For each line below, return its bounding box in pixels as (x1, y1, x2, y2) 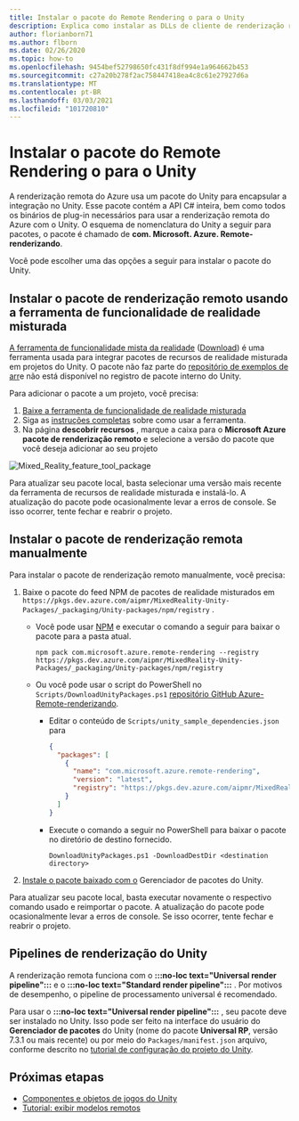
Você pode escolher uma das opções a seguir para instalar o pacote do (9, 256, 271, 266)
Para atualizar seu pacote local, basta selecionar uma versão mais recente (9, 478, 282, 488)
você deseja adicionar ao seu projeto (21, 443, 158, 454)
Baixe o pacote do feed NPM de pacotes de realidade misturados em (21, 586, 276, 597)
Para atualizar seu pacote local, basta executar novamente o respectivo (9, 892, 272, 903)
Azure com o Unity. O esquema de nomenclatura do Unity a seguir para (9, 219, 271, 230)
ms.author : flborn (9, 37, 77, 47)
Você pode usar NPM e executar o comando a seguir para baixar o (35, 621, 280, 632)
